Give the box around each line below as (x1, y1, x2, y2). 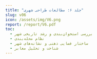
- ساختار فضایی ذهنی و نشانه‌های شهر (10, 41, 88, 46)
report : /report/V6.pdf (5, 22, 56, 27)
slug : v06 (5, 12, 27, 17)
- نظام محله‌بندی (10, 36, 45, 42)
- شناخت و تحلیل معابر (10, 46, 59, 51)
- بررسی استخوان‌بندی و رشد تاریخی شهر (10, 31, 93, 36)
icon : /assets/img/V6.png (5, 17, 61, 22)
